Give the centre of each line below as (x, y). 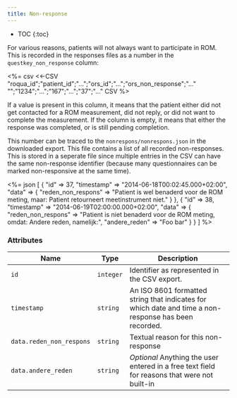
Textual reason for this (166, 337)
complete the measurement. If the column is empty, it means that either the (116, 120)
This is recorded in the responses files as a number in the (91, 55)
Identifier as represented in (174, 270)
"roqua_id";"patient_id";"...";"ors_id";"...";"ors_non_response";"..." (102, 83)
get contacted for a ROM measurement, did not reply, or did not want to (111, 112)
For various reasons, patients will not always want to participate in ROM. (112, 47)
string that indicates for (168, 299)
